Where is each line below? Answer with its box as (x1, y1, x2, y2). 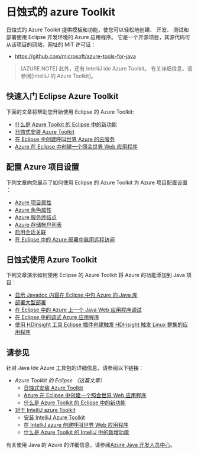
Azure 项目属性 (14, 199, 52, 206)
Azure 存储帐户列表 (14, 221, 62, 228)
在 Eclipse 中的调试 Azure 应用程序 (14, 314, 99, 321)
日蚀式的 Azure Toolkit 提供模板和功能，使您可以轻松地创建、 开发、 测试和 (6, 26, 189, 33)
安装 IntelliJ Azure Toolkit (23, 414, 85, 421)
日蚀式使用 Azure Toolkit (6, 255, 98, 265)
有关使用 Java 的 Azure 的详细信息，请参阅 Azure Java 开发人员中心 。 (6, 442, 176, 449)
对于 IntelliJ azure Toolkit (14, 407, 76, 414)
